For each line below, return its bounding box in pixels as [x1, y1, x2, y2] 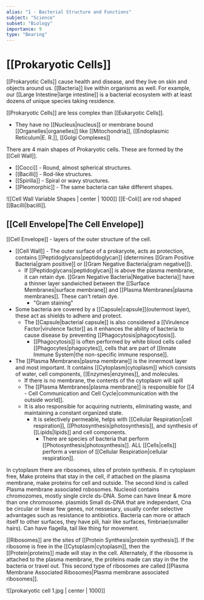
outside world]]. [24, 396, 64, 403]
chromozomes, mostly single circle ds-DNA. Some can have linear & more [6, 492, 191, 499]
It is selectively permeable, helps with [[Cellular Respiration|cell [33, 415, 192, 423]
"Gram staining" [33, 299, 74, 306]
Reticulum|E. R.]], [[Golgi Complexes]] [15, 134, 110, 141]
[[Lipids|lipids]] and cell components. [33, 428, 127, 436]
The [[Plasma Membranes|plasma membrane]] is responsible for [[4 [24, 383, 195, 390]
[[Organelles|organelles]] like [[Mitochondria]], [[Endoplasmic [15, 127, 169, 135]
